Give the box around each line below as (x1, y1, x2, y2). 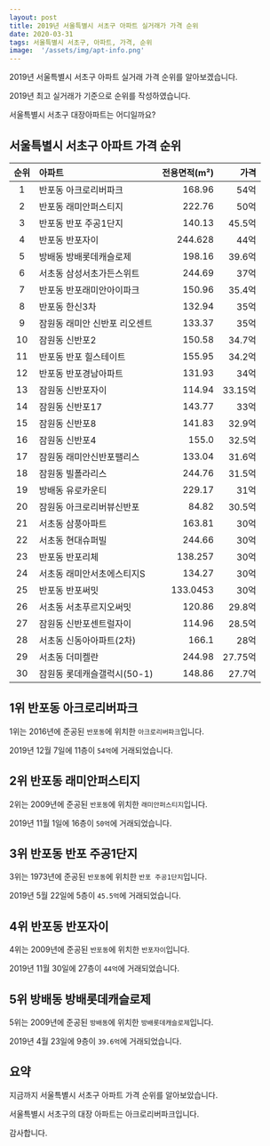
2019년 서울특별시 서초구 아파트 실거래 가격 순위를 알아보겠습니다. (9, 72, 238, 83)
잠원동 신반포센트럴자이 (38, 617, 131, 630)
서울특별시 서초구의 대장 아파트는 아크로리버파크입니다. (9, 1109, 200, 1119)
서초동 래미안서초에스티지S (38, 567, 146, 579)
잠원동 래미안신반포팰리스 (38, 450, 140, 463)
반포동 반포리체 (38, 551, 99, 563)
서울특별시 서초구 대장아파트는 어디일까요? (9, 109, 156, 120)
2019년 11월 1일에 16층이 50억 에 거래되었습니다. (9, 818, 172, 828)
